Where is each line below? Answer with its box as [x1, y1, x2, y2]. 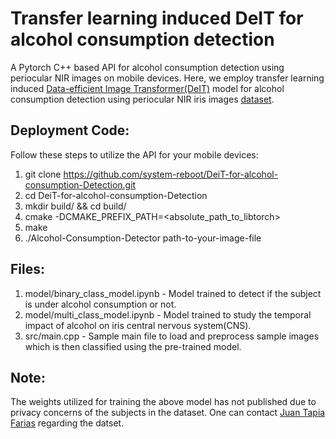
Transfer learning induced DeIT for [10, 7, 304, 30]
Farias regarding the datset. [10, 417, 125, 429]
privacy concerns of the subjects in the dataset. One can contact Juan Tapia [10, 407, 326, 419]
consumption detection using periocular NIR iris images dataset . [10, 93, 275, 105]
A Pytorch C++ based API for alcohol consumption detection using [10, 61, 285, 73]
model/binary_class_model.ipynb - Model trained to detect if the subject [24, 287, 322, 299]
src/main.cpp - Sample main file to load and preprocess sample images [24, 330, 320, 342]
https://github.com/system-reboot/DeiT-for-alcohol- [63, 168, 279, 180]
